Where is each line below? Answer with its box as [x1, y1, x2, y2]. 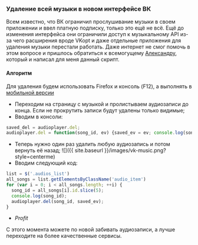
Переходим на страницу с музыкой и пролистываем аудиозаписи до [14, 100, 189, 108]
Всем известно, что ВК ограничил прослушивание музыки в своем [6, 18, 176, 25]
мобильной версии [6, 89, 54, 96]
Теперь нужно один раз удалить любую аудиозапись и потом [14, 141, 171, 148]
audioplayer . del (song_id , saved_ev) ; [11, 198, 104, 204]
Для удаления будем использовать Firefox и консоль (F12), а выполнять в [6, 82, 192, 90]
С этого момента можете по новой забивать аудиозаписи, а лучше [6, 226, 176, 233]
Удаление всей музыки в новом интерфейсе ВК [6, 5, 151, 13]
